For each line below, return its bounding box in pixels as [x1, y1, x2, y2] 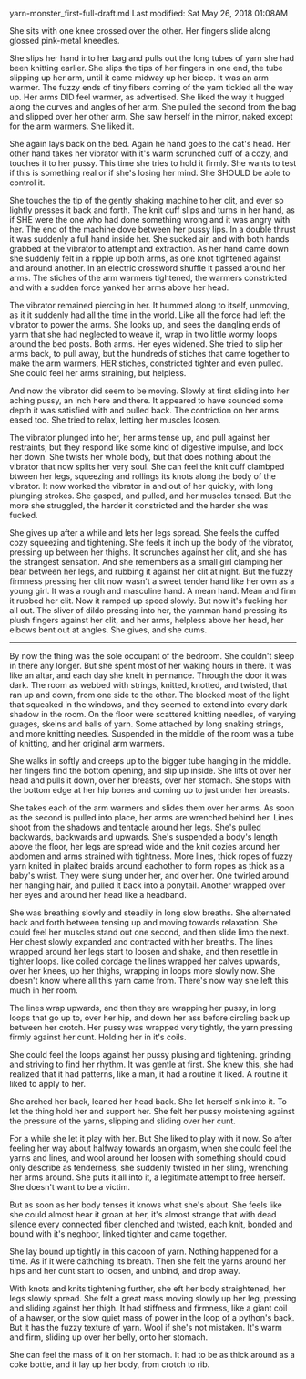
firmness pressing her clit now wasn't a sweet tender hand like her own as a [9, 576, 295, 587]
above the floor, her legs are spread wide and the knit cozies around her [9, 841, 280, 851]
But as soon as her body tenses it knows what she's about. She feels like [9, 1199, 282, 1210]
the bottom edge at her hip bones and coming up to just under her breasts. [9, 785, 290, 795]
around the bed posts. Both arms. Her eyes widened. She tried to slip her [9, 339, 283, 350]
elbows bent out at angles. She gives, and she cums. [9, 624, 208, 635]
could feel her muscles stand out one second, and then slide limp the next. [9, 926, 290, 937]
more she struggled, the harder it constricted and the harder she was [9, 500, 269, 510]
